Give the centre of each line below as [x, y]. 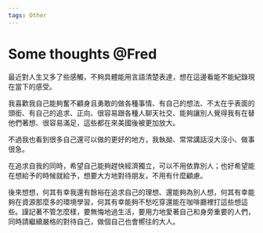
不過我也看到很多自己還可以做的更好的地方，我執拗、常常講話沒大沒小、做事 [131, 139]
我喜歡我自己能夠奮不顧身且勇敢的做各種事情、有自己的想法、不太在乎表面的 [131, 103]
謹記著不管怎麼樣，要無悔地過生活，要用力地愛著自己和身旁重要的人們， [138, 211]
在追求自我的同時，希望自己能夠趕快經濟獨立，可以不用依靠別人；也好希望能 [131, 166]
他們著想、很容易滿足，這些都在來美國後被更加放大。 [94, 123]
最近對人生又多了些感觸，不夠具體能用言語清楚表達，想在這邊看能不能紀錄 [128, 77]
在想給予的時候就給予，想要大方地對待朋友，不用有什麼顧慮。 [108, 175]
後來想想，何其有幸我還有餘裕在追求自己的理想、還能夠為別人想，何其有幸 [128, 192]
